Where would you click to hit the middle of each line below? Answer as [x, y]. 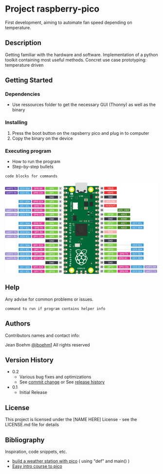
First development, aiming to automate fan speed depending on [69, 22]
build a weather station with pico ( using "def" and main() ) [71, 461]
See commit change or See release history [62, 382]
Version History [29, 360]
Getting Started [29, 81]
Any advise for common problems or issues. [49, 299]
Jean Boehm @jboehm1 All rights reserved [47, 345]
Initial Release [33, 392]
